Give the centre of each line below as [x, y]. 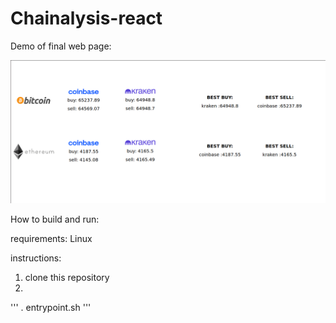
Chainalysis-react [86, 18]
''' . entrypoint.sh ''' [51, 308]
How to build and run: [55, 219]
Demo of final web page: [61, 46]
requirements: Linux [51, 239]
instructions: [36, 258]
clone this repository [67, 278]
